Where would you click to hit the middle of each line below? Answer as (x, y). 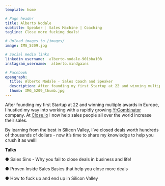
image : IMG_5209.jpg (26, 46)
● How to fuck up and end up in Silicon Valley (52, 178)
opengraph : (16, 77)
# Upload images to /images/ (35, 41)
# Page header (20, 18)
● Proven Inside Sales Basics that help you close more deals (67, 169)
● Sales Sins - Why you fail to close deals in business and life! (68, 159)
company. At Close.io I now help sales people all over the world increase (78, 115)
